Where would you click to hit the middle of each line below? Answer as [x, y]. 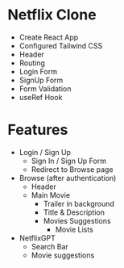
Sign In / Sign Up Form [68, 161]
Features [38, 130]
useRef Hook [41, 97]
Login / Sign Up [45, 152]
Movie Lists [74, 229]
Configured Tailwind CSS [61, 45]
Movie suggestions [63, 255]
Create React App [49, 37]
